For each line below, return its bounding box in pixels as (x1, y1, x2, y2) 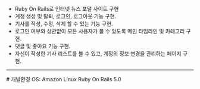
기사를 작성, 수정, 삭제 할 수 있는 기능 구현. (14, 20, 113, 27)
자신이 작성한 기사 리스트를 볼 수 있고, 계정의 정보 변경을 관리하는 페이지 (14, 50, 182, 57)
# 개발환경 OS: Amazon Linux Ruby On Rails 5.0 (6, 76, 121, 82)
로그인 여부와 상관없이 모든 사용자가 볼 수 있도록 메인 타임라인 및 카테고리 (14, 27, 185, 35)
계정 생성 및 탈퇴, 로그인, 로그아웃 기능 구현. (14, 13, 117, 20)
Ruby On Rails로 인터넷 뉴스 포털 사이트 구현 (14, 5, 119, 12)
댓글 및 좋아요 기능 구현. (14, 42, 71, 50)
